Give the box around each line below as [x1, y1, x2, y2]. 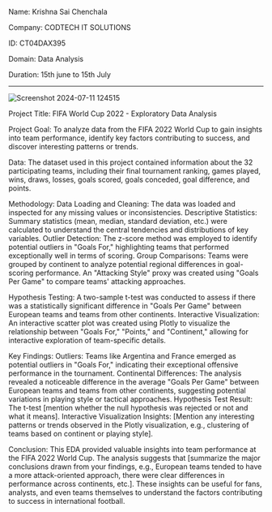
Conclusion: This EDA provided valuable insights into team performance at [8, 445, 257, 454]
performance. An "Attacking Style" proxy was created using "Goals [35, 268, 259, 278]
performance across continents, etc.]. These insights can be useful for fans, [8, 479, 262, 488]
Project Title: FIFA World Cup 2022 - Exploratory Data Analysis [8, 109, 217, 118]
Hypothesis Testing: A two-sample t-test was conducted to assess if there [8, 292, 257, 302]
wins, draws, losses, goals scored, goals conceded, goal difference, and [8, 174, 250, 184]
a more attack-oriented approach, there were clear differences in [8, 471, 225, 480]
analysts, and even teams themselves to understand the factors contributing [8, 488, 263, 497]
